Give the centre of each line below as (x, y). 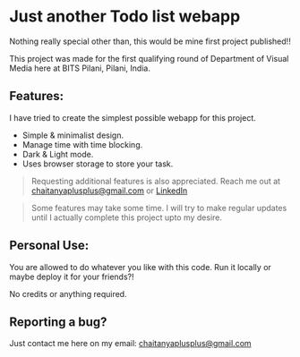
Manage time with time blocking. (82, 144)
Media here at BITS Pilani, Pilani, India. (80, 68)
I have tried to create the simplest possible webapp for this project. (133, 117)
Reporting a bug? (58, 322)
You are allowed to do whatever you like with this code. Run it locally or (140, 267)
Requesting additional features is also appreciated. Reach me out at (155, 181)
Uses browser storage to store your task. (98, 164)
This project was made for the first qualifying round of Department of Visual (149, 58)
